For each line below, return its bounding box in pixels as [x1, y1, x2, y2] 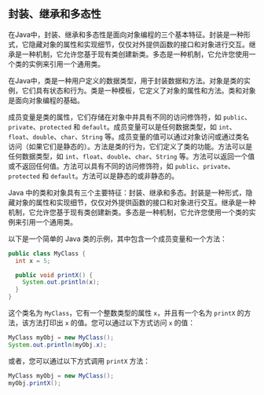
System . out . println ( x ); [22, 278, 101, 287]
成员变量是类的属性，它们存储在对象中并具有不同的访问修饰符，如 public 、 [8, 112, 251, 122]
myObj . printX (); [8, 379, 61, 387]
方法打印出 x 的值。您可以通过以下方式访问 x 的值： [28, 318, 196, 327]
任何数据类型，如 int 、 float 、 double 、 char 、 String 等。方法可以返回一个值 [8, 152, 255, 161]
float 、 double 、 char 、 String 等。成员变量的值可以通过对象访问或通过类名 [8, 132, 250, 141]
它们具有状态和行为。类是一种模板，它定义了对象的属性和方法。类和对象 [21, 86, 256, 95]
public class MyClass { [8, 250, 86, 258]
